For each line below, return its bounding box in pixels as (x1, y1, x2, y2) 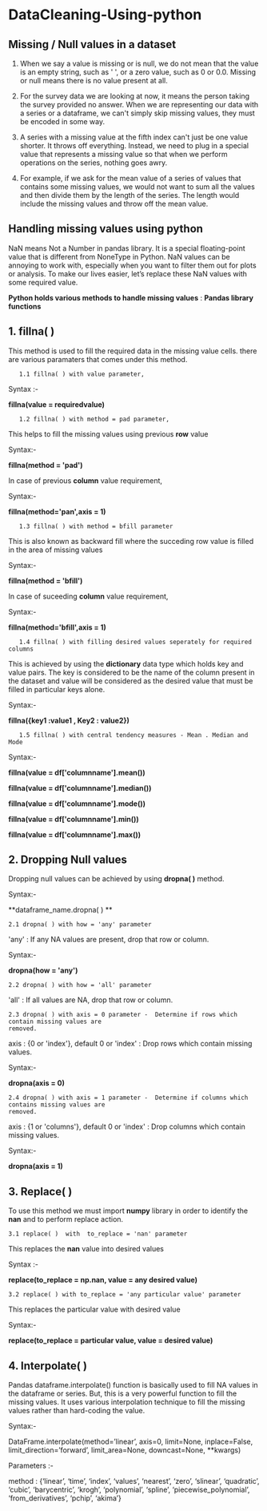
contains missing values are (8, 1101, 106, 1109)
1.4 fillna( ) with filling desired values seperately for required (18, 638, 252, 646)
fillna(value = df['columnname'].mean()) (8, 768, 145, 777)
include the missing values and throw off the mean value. (19, 199, 209, 208)
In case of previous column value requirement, (8, 475, 162, 486)
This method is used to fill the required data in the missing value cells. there (8, 346, 257, 356)
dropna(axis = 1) (8, 1162, 64, 1171)
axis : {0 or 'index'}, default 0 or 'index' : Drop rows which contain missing (8, 1039, 253, 1049)
